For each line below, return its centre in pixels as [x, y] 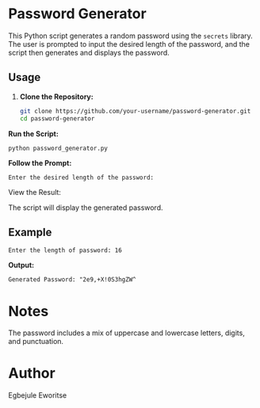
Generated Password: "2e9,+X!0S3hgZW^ [72, 280]
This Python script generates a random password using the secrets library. [131, 36]
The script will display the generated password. [86, 208]
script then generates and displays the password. [89, 52]
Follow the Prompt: [40, 162]
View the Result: [35, 192]
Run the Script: [34, 133]
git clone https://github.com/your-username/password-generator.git [135, 111]
